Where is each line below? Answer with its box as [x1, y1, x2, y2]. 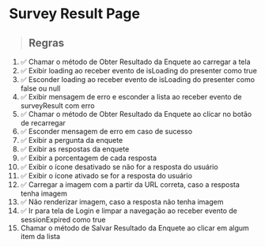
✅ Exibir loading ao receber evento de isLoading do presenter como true [20, 66, 258, 75]
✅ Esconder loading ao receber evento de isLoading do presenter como [20, 75, 256, 84]
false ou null [20, 84, 61, 93]
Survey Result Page [9, 5, 141, 23]
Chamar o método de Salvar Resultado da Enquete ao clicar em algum [20, 223, 250, 233]
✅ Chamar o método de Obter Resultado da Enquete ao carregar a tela [20, 57, 251, 66]
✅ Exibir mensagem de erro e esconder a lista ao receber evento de [20, 92, 242, 101]
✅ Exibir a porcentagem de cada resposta [20, 153, 157, 163]
